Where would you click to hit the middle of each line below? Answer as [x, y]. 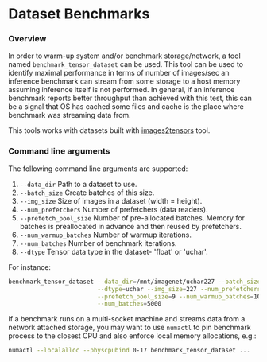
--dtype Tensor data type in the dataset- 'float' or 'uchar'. [114, 251]
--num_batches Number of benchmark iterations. [98, 243]
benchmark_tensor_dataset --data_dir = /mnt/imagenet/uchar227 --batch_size [135, 282]
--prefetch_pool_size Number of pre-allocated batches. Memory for [132, 218]
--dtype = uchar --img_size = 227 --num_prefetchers [179, 289]
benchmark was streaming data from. [70, 115]
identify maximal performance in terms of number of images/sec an [119, 73]
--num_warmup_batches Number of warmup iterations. [106, 235]
